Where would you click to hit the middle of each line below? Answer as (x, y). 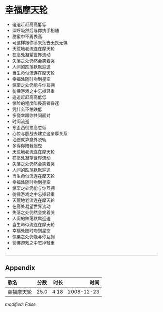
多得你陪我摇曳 (27, 146)
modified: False (21, 304)
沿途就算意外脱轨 (29, 139)
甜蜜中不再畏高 (27, 36)
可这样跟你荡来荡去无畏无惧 (40, 42)
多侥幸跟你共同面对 (31, 115)
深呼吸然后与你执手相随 (35, 30)
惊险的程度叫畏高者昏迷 (35, 103)
